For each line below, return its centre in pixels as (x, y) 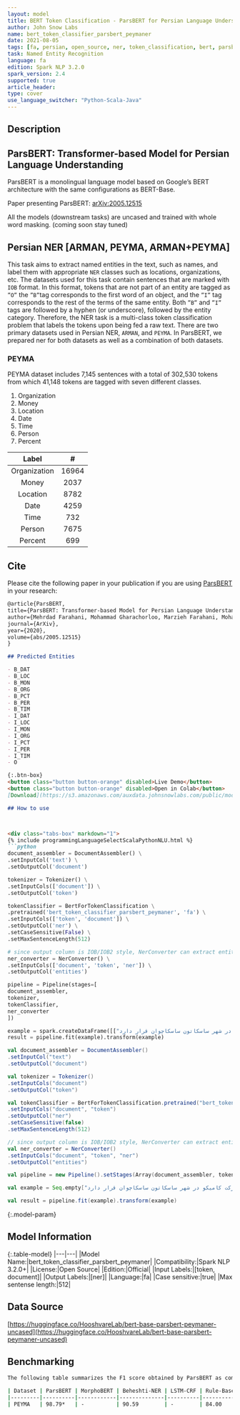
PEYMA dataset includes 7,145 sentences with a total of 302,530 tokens (112, 374)
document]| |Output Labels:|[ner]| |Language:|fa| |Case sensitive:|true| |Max (120, 1276)
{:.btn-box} (25, 776)
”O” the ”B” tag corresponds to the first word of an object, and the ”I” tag (115, 295)
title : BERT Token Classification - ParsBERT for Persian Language (110, 21)
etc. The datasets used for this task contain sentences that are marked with (119, 280)
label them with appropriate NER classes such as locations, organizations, (115, 272)
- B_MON (19, 683)
